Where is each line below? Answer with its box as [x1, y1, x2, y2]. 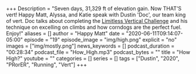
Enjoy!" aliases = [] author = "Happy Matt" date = [6, 30, 125, 37]
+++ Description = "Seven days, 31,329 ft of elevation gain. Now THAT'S [6, 5, 182, 12]
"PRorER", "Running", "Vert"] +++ [6, 61, 87, 68]
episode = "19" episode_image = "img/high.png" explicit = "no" [24, 36, 177, 43]
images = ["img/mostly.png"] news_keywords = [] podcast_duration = [6, 42, 175, 49]
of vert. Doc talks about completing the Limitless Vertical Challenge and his [6, 18, 188, 24]
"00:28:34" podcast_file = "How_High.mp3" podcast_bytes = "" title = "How [6, 49, 191, 55]
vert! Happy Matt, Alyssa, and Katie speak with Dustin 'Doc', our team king [6, 11, 186, 18]
